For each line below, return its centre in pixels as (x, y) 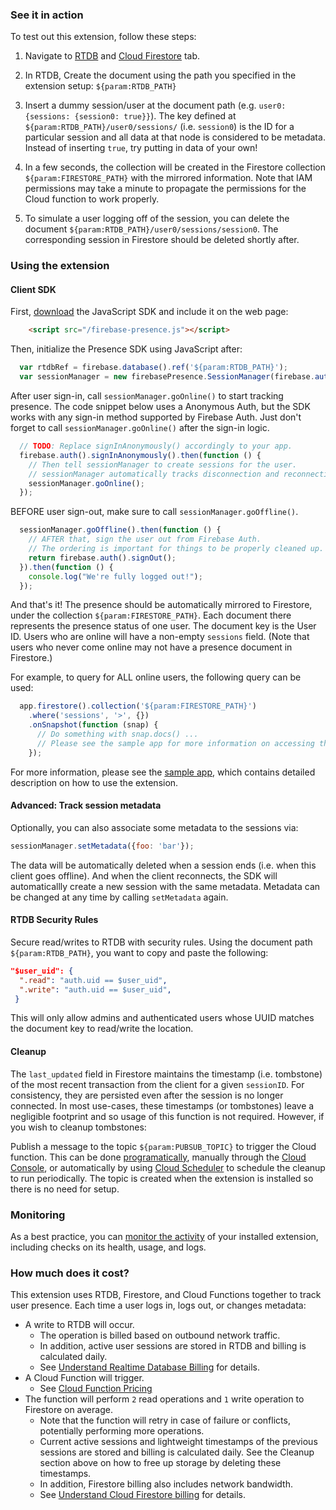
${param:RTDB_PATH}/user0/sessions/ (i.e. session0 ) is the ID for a (159, 127)
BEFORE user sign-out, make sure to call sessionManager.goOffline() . (154, 512)
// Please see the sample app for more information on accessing (175, 743)
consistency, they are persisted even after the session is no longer (147, 1095)
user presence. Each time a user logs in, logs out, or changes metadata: (158, 1305)
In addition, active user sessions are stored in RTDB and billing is (173, 1346)
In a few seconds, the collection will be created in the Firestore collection (175, 167)
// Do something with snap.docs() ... (117, 734)
